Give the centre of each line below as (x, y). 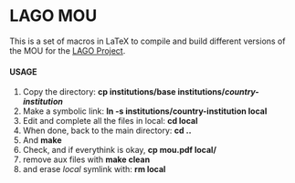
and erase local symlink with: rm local (94, 169)
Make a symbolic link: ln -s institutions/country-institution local (145, 111)
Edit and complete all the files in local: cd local (110, 121)
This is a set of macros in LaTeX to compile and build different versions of (147, 41)
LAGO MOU (53, 16)
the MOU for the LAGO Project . (68, 50)
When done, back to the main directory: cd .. (107, 131)
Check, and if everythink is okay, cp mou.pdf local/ (120, 150)
